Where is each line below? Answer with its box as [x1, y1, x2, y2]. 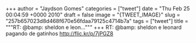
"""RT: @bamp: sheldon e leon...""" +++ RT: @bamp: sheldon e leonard [5, 24, 182, 31]
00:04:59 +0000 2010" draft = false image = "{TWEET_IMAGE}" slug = [5, 11, 180, 18]
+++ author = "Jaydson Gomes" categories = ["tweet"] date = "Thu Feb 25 [5, 5, 190, 12]
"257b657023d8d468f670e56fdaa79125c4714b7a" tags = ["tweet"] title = [5, 18, 189, 24]
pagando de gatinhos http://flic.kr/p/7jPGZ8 [5, 30, 114, 37]
